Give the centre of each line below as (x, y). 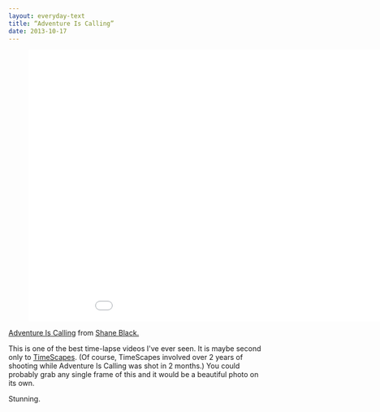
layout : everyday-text (47, 16)
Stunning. (24, 399)
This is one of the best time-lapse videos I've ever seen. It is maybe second (135, 349)
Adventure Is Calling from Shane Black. (74, 333)
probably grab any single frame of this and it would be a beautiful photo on (134, 375)
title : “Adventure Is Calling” (61, 24)
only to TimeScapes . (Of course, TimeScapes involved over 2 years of (126, 358)
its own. (22, 384)
